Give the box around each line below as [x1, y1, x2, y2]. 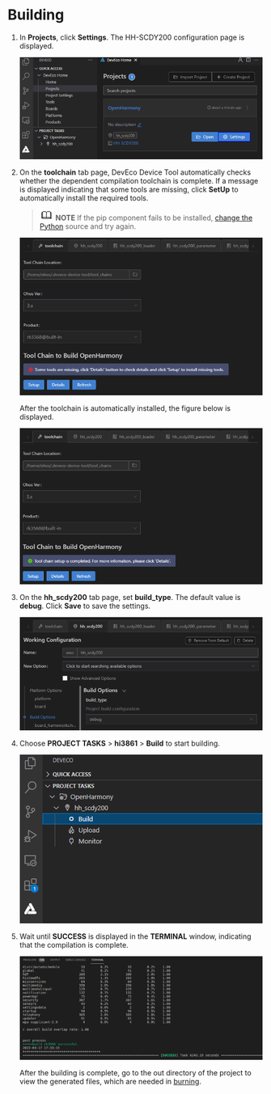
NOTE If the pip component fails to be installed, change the [55, 213, 253, 222]
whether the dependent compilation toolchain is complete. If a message [19, 175, 259, 185]
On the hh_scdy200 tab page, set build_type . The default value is [19, 592, 241, 602]
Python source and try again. [39, 221, 137, 231]
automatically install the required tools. [19, 192, 149, 203]
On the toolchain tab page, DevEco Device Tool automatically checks [19, 167, 252, 177]
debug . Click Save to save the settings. [19, 601, 151, 610]
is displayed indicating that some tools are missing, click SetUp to [19, 184, 239, 194]
